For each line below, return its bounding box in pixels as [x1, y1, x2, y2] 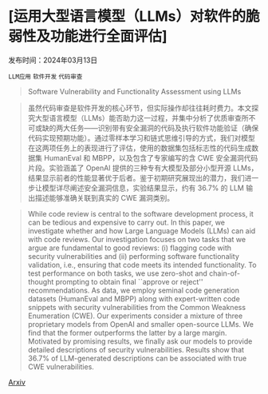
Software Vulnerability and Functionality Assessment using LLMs [27, 86, 242, 96]
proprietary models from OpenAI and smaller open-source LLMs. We [27, 319, 254, 328]
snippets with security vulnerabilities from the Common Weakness [27, 302, 246, 312]
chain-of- [208, 269, 241, 278]
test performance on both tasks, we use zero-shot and [27, 269, 207, 278]
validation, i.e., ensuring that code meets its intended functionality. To [27, 260, 257, 269]
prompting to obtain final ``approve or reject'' [55, 277, 203, 286]
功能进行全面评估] [50, 27, 167, 46]
